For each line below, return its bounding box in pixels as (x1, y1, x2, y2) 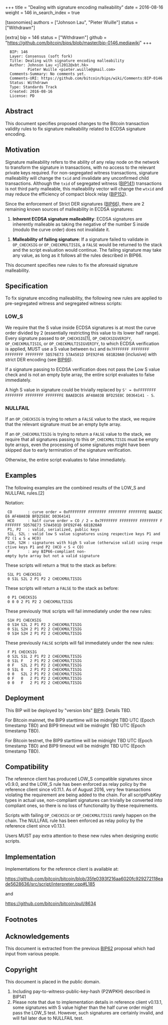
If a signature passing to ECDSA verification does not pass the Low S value (5, 366, 160, 372)
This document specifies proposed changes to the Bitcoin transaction (5, 120, 149, 126)
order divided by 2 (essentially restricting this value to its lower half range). (5, 330, 160, 336)
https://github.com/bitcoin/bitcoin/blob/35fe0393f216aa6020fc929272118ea (5, 876, 163, 882)
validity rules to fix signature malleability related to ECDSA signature (5, 126, 146, 132)
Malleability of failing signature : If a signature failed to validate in (12, 236, 149, 242)
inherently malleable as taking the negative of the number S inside (12, 221, 149, 227)
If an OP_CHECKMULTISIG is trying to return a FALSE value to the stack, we (5, 431, 151, 437)
